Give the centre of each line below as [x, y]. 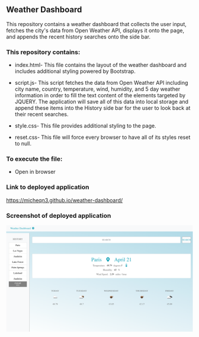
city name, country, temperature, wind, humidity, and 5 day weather [97, 89]
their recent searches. [42, 115]
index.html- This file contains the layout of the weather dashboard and [100, 65]
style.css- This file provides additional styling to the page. [85, 126]
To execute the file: [34, 159]
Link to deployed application [48, 187]
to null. [23, 144]
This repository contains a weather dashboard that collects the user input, [96, 24]
